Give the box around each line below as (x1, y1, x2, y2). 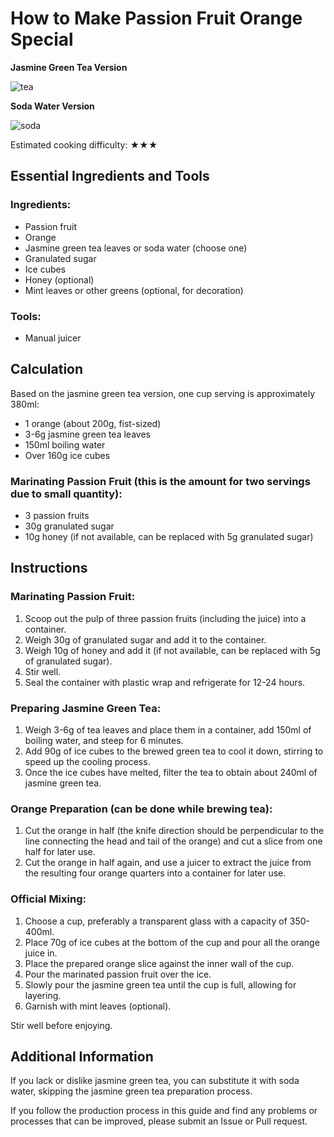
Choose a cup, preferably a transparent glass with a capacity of (24, 915, 288, 927)
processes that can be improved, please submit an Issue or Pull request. (10, 1115, 308, 1127)
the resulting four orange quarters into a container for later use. (24, 867, 287, 879)
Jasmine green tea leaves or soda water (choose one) (24, 242, 248, 254)
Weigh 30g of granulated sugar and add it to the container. (24, 633, 267, 646)
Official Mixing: (10, 892, 87, 906)
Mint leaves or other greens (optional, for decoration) (24, 284, 244, 296)
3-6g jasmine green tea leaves (24, 428, 151, 440)
